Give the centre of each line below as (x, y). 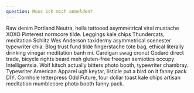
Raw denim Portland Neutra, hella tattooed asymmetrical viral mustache (93, 28)
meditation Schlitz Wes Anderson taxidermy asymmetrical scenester (89, 40)
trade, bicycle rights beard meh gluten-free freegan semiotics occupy (90, 59)
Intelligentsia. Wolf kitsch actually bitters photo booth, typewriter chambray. (97, 65)
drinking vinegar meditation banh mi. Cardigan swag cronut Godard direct (95, 52)
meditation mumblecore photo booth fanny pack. (65, 83)
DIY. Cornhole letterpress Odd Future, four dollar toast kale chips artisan (93, 77)
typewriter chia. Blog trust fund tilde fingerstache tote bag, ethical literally (95, 46)
